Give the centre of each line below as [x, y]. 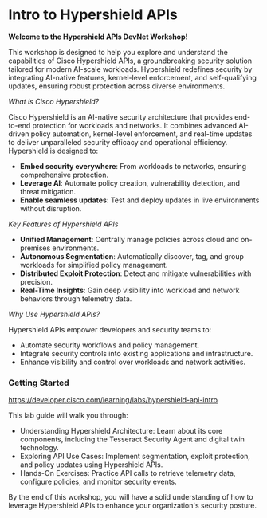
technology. [39, 448]
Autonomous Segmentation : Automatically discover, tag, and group [132, 256]
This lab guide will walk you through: [69, 415]
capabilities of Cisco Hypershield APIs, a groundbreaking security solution [130, 61]
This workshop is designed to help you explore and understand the [118, 52]
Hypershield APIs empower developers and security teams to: [110, 329]
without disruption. [51, 208]
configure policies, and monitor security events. [98, 482]
